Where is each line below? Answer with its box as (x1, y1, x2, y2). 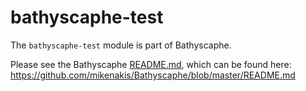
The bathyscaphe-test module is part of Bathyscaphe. (10, 39, 232, 51)
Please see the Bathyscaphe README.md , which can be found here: (10, 58, 292, 70)
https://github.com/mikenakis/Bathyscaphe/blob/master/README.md (10, 69, 296, 81)
